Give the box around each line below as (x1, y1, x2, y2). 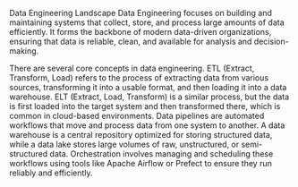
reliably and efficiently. (9, 167, 93, 178)
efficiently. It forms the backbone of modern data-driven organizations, (9, 27, 272, 37)
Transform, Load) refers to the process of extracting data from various (9, 72, 269, 83)
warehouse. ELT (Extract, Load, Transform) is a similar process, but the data (9, 91, 290, 102)
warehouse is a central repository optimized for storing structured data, (9, 130, 273, 140)
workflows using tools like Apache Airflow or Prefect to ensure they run (9, 158, 273, 168)
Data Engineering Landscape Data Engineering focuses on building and (9, 8, 273, 18)
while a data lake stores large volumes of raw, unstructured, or (9, 139, 240, 149)
